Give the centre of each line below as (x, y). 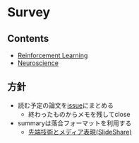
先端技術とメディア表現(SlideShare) (80, 132)
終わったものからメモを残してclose (79, 114)
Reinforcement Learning (53, 55)
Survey (29, 12)
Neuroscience (38, 63)
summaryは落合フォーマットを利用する (74, 123)
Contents (28, 39)
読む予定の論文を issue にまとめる (66, 105)
